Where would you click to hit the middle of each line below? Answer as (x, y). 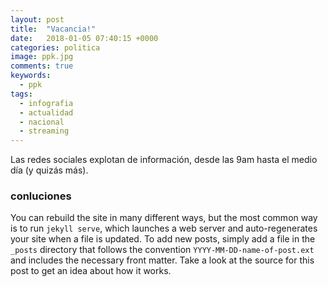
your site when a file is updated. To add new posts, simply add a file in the (163, 239)
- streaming (44, 131)
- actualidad (46, 112)
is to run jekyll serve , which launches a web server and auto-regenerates (164, 228)
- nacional (42, 122)
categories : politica (55, 47)
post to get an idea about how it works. (91, 271)
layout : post (37, 19)
